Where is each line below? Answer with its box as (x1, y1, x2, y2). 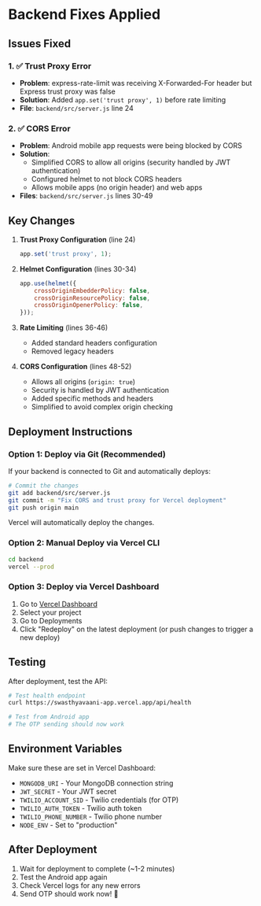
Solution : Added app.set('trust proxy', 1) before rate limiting (19, 94, 226, 104)
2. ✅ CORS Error (8, 123, 71, 134)
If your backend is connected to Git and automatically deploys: (8, 466, 211, 475)
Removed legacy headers (31, 346, 114, 356)
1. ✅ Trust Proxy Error (8, 61, 92, 72)
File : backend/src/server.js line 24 (19, 103, 134, 113)
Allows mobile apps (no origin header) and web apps (31, 183, 203, 192)
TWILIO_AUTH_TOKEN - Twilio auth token (19, 803, 142, 812)
